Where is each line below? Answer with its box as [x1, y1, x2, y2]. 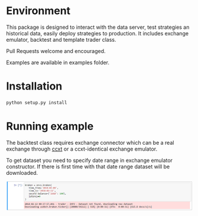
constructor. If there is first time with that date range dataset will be [6, 163, 170, 170]
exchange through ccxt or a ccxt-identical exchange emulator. [6, 145, 158, 152]
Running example [6, 119, 94, 133]
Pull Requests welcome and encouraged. [6, 47, 106, 54]
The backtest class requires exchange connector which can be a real [6, 139, 174, 146]
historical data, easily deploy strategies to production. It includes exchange [6, 29, 189, 36]
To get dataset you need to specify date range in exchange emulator [6, 157, 173, 164]
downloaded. [6, 169, 38, 176]
